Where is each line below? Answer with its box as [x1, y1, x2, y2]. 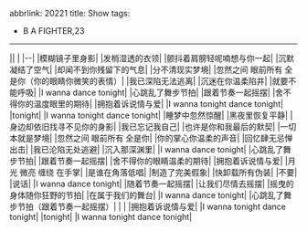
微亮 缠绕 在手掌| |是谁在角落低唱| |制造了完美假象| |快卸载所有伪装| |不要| [19, 167, 298, 177]
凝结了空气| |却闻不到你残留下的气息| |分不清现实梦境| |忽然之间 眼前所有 [9, 64, 283, 75]
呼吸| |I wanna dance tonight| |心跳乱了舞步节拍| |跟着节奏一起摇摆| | [16, 87, 276, 98]
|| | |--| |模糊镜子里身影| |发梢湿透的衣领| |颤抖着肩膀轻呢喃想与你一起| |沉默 [9, 53, 295, 63]
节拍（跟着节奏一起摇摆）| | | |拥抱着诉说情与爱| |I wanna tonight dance [16, 201, 286, 212]
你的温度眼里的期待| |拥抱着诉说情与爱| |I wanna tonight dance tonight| [16, 99, 284, 109]
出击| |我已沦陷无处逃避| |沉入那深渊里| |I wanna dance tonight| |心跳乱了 [9, 144, 284, 154]
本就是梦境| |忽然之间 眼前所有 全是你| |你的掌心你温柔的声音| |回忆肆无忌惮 [9, 132, 293, 143]
